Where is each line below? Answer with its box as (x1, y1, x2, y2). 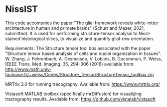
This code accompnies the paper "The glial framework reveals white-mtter (5, 20, 159, 26)
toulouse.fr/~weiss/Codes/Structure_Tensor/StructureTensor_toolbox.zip (5, 71, 154, 77)
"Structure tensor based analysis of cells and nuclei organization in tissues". (5, 51, 162, 56)
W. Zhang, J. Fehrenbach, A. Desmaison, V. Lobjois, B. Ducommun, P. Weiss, (5, 55, 163, 61)
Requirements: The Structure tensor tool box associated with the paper (5, 45, 151, 51)
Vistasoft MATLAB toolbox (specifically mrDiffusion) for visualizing (5, 91, 142, 97)
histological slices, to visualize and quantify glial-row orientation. (21, 36, 155, 42)
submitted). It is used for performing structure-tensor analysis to (5, 30, 138, 36)
